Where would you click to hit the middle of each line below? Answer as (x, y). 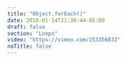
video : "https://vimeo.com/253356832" (64, 40)
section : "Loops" (33, 33)
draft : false (26, 27)
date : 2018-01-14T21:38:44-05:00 (56, 20)
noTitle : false (29, 46)
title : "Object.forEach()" (47, 14)
